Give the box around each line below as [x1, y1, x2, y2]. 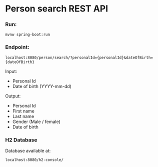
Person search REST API [5, 3, 108, 14]
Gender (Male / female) [12, 118, 61, 124]
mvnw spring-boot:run [5, 32, 50, 37]
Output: [5, 93, 21, 99]
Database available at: [5, 148, 51, 154]
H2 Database [5, 136, 37, 143]
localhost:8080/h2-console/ [5, 157, 64, 162]
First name [12, 108, 35, 114]
